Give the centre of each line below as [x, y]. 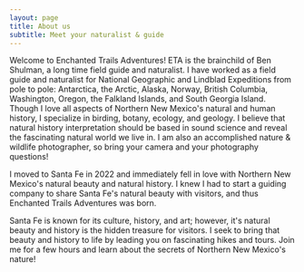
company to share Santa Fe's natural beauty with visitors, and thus [134, 194]
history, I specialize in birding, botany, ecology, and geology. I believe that [147, 118]
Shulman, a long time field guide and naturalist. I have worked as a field [143, 70]
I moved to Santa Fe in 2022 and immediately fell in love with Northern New [151, 174]
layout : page [34, 18]
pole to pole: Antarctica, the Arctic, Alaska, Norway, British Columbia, [139, 89]
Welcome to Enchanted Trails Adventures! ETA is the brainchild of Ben [141, 61]
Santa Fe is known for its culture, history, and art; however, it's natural [140, 221]
